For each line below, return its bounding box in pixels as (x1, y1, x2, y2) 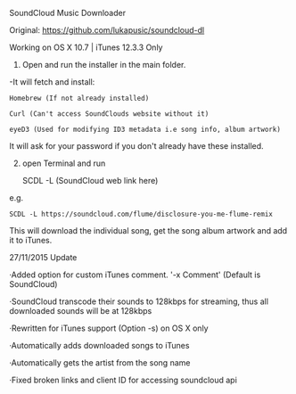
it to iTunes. (9, 235, 53, 245)
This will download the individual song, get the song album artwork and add (9, 226, 288, 235)
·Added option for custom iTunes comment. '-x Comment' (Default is (9, 269, 261, 280)
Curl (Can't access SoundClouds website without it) (9, 110, 210, 119)
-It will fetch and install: (9, 77, 95, 87)
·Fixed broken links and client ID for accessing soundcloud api (9, 374, 238, 385)
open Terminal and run (21, 158, 106, 168)
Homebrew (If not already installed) (9, 94, 150, 103)
